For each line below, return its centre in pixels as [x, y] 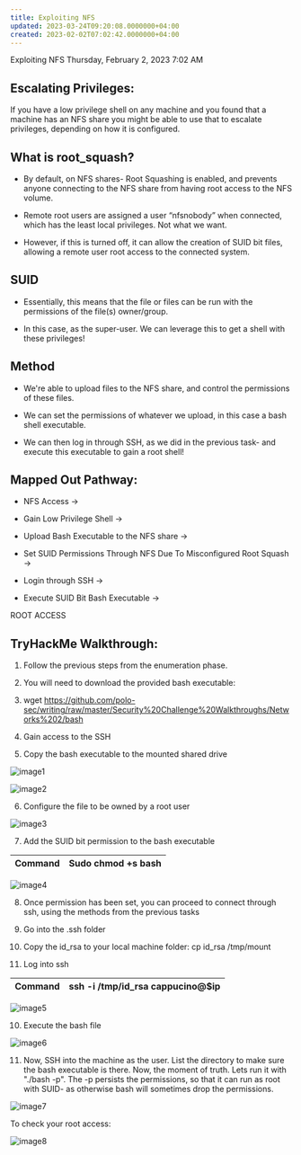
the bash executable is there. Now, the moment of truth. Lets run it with [155, 1070]
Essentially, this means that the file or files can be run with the [138, 301]
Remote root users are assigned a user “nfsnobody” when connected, [152, 215]
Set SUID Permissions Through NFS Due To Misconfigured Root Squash [156, 554]
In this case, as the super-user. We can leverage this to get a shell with [154, 328]
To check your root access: [61, 1124]
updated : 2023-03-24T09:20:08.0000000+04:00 [95, 26]
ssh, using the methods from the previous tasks [111, 912]
